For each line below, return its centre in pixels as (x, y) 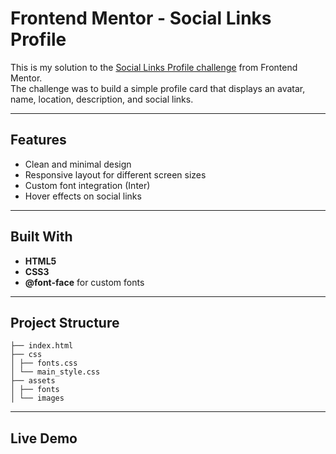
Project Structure (65, 322)
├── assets (33, 381)
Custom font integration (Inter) (87, 185)
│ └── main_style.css (55, 372)
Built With (41, 237)
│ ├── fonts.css (44, 363)
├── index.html (42, 346)
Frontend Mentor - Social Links (141, 18)
